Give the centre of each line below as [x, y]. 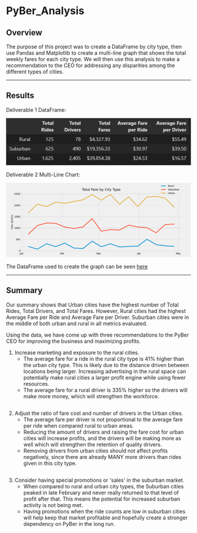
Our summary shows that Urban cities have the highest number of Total [92, 305]
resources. [36, 384]
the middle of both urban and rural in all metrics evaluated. [77, 323]
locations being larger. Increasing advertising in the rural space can [105, 371]
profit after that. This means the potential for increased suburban [102, 499]
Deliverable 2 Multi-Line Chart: [43, 175]
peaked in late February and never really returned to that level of [101, 493]
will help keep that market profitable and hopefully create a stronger [106, 518]
